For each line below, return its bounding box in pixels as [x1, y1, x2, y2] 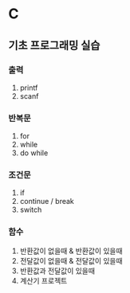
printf [19, 83, 38, 92]
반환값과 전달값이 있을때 [19, 266, 96, 275]
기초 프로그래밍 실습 [8, 38, 100, 52]
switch [19, 205, 42, 215]
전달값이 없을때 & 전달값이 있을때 [19, 256, 123, 265]
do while [19, 148, 49, 158]
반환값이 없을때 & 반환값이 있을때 [19, 246, 123, 256]
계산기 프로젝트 [19, 275, 68, 285]
